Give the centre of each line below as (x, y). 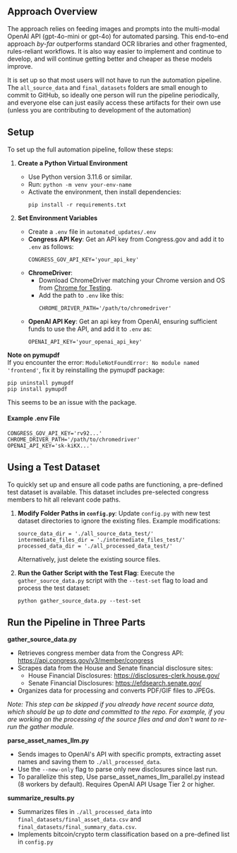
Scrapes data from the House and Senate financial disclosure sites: (115, 668)
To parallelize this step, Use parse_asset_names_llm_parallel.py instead (121, 777)
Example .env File (34, 418)
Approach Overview (53, 12)
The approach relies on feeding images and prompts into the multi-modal (114, 28)
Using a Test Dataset (54, 467)
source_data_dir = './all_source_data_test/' (85, 533)
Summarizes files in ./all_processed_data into (85, 812)
